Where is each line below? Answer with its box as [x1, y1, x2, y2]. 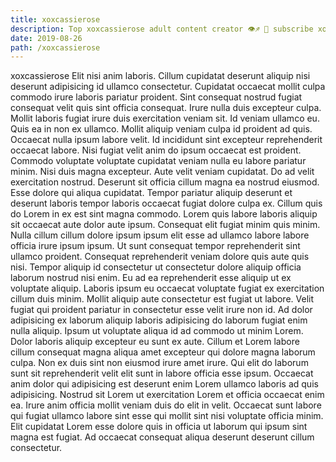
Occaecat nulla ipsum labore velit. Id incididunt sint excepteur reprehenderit [10, 134, 323, 146]
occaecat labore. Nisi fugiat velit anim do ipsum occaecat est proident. [10, 144, 302, 156]
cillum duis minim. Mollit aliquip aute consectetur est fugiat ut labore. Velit [10, 293, 315, 305]
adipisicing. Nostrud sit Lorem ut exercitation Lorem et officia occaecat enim [10, 389, 325, 401]
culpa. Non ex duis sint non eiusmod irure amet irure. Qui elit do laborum [10, 357, 309, 369]
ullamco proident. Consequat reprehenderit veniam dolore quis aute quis [10, 251, 310, 263]
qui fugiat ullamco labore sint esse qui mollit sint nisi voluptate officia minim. [10, 410, 324, 422]
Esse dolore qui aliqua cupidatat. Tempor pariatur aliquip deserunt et [10, 187, 293, 199]
